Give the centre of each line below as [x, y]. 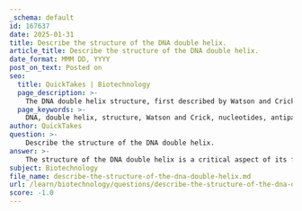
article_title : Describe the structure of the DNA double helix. [134, 51]
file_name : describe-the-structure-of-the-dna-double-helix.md [130, 176]
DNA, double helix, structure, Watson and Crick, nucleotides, [147, 118]
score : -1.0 [31, 193]
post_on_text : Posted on [56, 68]
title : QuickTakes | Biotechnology [84, 84]
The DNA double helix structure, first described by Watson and [148, 101]
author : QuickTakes [46, 127]
